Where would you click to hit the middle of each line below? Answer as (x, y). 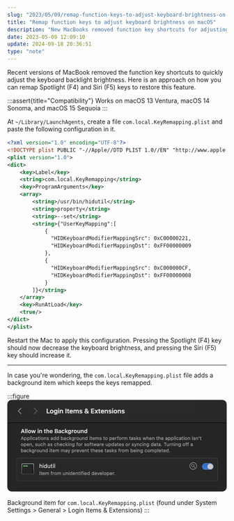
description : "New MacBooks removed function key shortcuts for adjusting (118, 29)
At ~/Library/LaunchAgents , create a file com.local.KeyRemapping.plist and (115, 122)
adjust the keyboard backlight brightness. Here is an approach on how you (114, 80)
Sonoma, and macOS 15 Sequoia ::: (57, 108)
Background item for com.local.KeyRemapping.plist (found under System (112, 503)
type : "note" (26, 52)
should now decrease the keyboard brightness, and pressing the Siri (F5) (112, 347)
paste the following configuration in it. (62, 129)
